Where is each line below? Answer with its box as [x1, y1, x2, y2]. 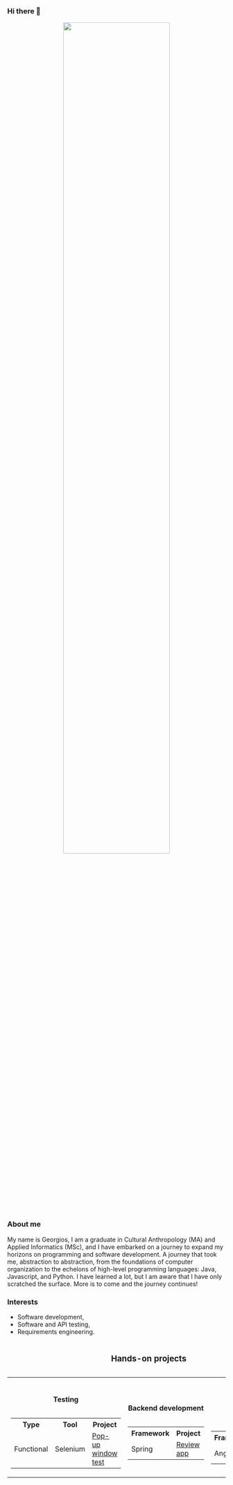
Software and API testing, [17, 1320, 90, 1328]
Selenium [54, 1444, 85, 1454]
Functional [14, 1444, 49, 1454]
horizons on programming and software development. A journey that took [7, 1250, 217, 1258]
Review [176, 1440, 200, 1450]
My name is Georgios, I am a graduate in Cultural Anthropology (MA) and [7, 1235, 216, 1244]
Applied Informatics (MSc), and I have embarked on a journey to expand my [7, 1242, 224, 1251]
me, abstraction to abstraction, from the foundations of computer [7, 1257, 193, 1266]
